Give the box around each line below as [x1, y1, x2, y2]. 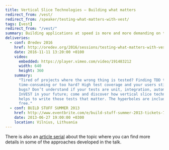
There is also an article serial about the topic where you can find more [5, 133, 150, 139]
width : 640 [18, 63, 42, 68]
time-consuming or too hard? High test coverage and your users [18, 82, 156, 87]
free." [18, 101, 33, 106]
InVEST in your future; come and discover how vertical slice [18, 92, 152, 97]
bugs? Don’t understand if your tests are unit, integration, [18, 87, 152, 92]
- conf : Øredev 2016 [10, 40, 53, 45]
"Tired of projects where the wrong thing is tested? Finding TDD [18, 78, 161, 83]
